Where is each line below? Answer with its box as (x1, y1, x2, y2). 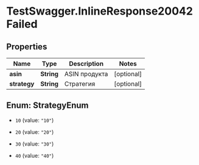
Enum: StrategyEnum (6, 100, 89, 111)
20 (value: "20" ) (15, 128, 54, 135)
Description (69, 60, 104, 68)
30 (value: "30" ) (15, 140, 54, 147)
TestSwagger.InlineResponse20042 (6, 4, 194, 18)
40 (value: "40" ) (15, 152, 54, 159)
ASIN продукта (64, 70, 108, 78)
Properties (6, 41, 47, 52)
